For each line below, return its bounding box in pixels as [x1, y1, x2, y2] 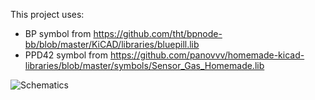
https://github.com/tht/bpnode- [93, 28, 223, 39]
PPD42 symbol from [24, 49, 108, 61]
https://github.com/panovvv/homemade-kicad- [109, 49, 305, 61]
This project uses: [10, 9, 85, 20]
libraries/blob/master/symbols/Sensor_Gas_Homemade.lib [24, 60, 265, 71]
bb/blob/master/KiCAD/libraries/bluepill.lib [24, 39, 200, 50]
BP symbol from [24, 28, 92, 39]
